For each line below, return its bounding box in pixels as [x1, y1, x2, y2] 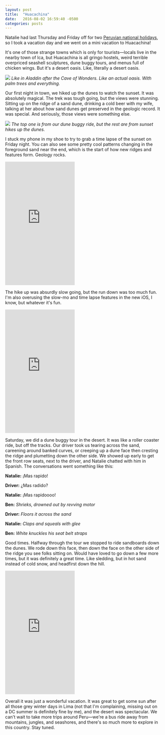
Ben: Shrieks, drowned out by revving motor [5, 502, 95, 508]
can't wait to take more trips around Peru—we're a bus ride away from [5, 714, 148, 720]
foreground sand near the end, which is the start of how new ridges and [5, 147, 152, 153]
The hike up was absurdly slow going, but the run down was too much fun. [5, 289, 157, 295]
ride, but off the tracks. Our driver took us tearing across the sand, [5, 443, 141, 449]
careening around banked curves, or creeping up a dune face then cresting [5, 448, 159, 453]
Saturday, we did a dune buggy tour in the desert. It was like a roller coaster [5, 437, 160, 443]
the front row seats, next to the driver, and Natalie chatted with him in [5, 458, 146, 464]
